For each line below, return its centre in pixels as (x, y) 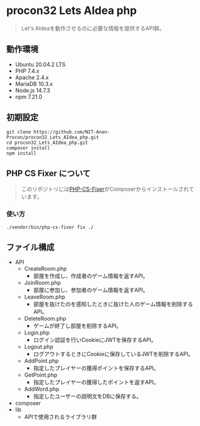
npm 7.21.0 (29, 97)
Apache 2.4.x (32, 77)
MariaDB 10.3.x (34, 83)
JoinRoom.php (42, 283)
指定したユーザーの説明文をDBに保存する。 (88, 396)
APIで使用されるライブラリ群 (60, 417)
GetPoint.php (41, 375)
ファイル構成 (30, 247)
